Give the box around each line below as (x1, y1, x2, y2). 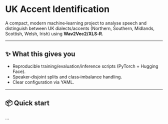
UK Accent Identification (5, 3, 110, 15)
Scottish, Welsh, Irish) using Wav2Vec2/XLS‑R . (5, 30, 103, 36)
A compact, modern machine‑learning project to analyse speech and (5, 20, 147, 26)
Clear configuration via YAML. (12, 79, 74, 85)
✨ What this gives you (5, 50, 75, 58)
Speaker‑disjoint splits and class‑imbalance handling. (12, 73, 122, 79)
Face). (12, 68, 26, 74)
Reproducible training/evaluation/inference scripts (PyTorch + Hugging (12, 63, 158, 69)
